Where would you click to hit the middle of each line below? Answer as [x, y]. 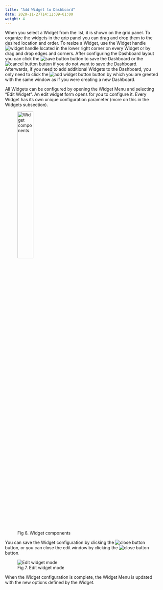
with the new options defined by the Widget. [50, 583]
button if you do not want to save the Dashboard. [88, 64]
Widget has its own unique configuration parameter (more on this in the [77, 100]
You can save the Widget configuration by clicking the [59, 542]
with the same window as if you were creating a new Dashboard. [70, 80]
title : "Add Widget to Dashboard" [40, 10]
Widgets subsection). [26, 105]
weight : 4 [15, 19]
